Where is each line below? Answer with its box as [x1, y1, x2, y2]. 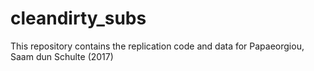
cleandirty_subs [10, 7, 147, 30]
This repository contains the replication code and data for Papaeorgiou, [10, 40, 305, 52]
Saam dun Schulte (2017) [10, 50, 114, 62]
